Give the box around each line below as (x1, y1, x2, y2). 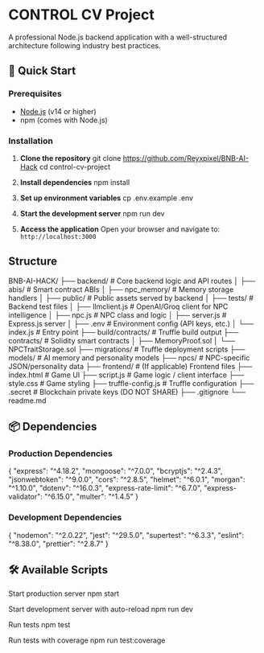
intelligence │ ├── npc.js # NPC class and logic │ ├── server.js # (8, 310, 227, 319)
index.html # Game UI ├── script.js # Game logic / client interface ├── (8, 370, 244, 380)
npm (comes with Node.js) (19, 115, 109, 125)
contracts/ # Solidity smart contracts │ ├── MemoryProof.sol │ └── (8, 335, 236, 345)
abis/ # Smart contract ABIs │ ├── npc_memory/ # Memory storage (8, 284, 234, 294)
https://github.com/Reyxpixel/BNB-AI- (122, 153, 250, 162)
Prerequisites (8, 88, 62, 100)
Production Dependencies (8, 448, 113, 459)
